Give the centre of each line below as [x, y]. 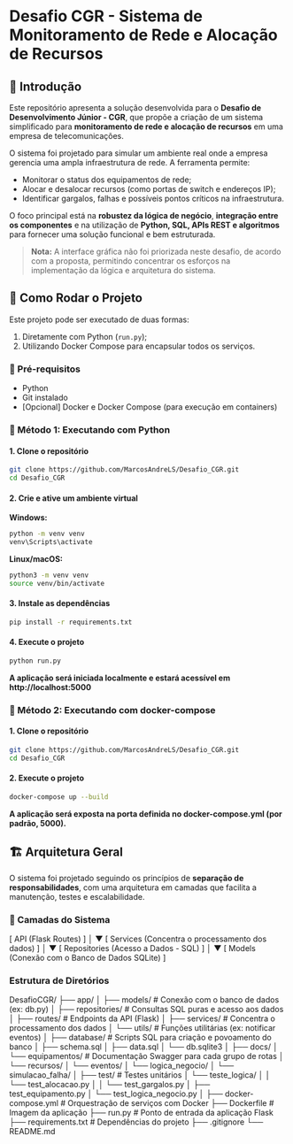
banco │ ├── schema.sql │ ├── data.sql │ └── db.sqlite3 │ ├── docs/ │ [144, 1047]
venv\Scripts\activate [51, 542]
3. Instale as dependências [60, 603]
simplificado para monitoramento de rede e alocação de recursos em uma [146, 127]
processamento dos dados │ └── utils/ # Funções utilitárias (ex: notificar [143, 1028]
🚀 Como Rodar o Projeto [76, 298]
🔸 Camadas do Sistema [60, 919]
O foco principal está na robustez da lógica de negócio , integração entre [144, 215]
